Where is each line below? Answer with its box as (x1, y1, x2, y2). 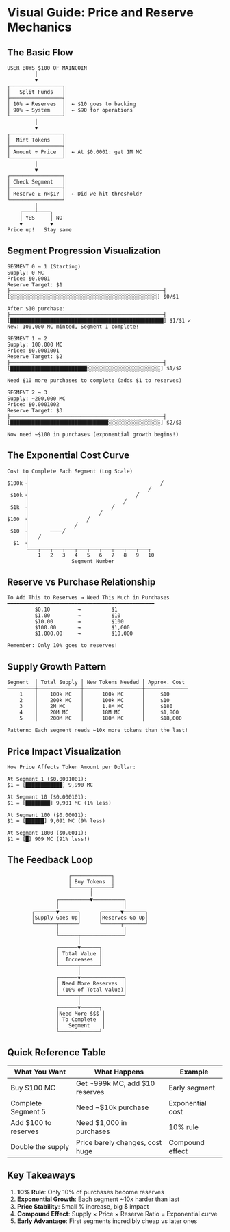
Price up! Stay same (7, 227, 72, 234)
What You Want (14, 1067, 66, 1077)
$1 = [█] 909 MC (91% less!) (7, 835, 90, 843)
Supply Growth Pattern (7, 661, 107, 672)
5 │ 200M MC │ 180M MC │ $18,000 (19, 715, 183, 722)
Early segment (168, 1083, 216, 1092)
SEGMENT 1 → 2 (7, 335, 48, 342)
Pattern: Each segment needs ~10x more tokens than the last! (7, 727, 188, 734)
